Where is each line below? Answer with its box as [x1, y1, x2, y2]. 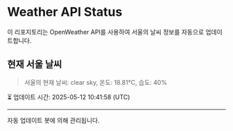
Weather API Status [7, 4, 123, 20]
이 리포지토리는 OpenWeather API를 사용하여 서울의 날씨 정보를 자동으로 [7, 28, 205, 36]
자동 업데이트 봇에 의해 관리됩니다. [7, 116, 100, 124]
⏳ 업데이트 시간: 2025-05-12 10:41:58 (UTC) [7, 92, 130, 101]
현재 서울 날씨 [7, 59, 62, 70]
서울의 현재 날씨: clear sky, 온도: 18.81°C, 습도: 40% [24, 78, 168, 86]
